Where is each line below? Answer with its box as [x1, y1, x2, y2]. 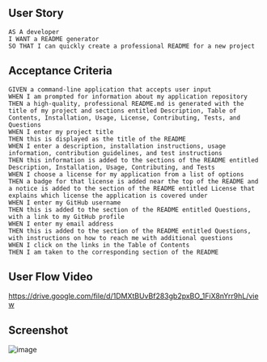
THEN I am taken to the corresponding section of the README [8, 248, 219, 256]
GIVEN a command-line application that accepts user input [8, 85, 212, 94]
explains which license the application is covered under [8, 192, 208, 200]
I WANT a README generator [8, 35, 100, 43]
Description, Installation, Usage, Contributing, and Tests [8, 163, 216, 171]
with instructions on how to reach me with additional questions [8, 234, 233, 242]
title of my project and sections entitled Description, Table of [8, 107, 237, 115]
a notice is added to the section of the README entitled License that [8, 184, 255, 192]
